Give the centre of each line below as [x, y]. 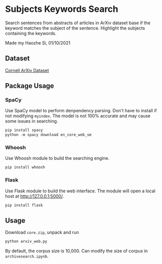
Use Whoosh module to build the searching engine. [57, 158]
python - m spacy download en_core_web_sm [48, 135]
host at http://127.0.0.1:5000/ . [35, 196]
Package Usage [30, 86]
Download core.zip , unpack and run [42, 232]
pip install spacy [24, 130]
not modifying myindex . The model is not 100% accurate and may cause [78, 116]
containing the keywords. [31, 33]
